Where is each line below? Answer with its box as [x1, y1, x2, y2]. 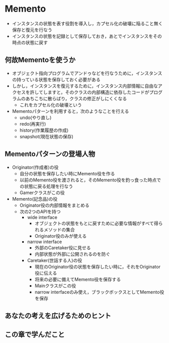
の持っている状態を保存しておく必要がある [12, 77, 101, 83]
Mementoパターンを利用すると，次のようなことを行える [12, 108, 130, 114]
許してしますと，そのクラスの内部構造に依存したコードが [29, 89, 150, 95]
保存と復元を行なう [12, 26, 53, 33]
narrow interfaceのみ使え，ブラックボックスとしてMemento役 [34, 289, 164, 295]
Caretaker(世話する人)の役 [27, 257, 82, 263]
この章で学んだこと [5, 330, 65, 339]
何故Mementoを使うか [5, 56, 76, 64]
